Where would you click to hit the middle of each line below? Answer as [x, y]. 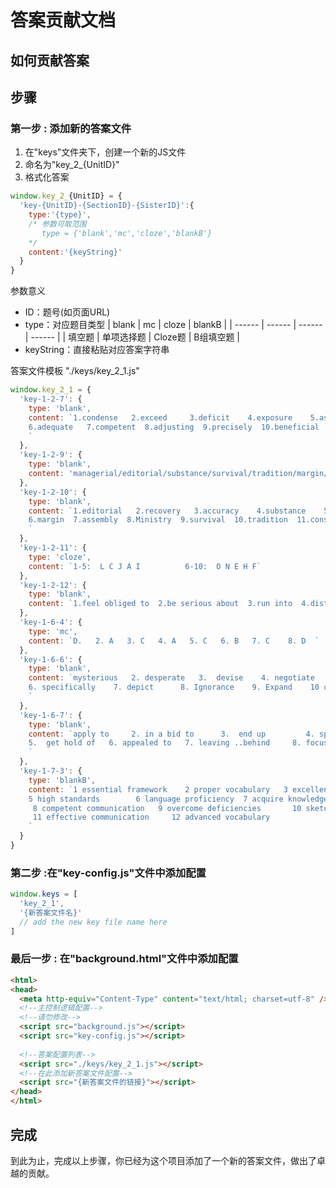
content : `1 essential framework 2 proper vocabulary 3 [158, 789]
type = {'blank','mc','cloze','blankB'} [127, 233]
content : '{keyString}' [75, 252]
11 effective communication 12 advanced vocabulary [151, 817]
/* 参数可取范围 [57, 224]
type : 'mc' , [53, 631]
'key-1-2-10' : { [53, 492]
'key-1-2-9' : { [51, 455]
